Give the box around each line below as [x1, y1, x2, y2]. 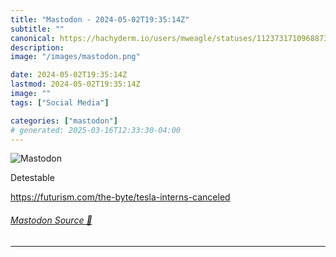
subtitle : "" [10, 24, 65, 34]
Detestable [10, 172, 55, 184]
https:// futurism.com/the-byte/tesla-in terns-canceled [10, 191, 231, 203]
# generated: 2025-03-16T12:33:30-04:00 [10, 125, 182, 135]
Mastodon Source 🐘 [10, 214, 93, 226]
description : [10, 42, 65, 53]
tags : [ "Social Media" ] [10, 97, 110, 108]
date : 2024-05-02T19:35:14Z [10, 70, 128, 80]
